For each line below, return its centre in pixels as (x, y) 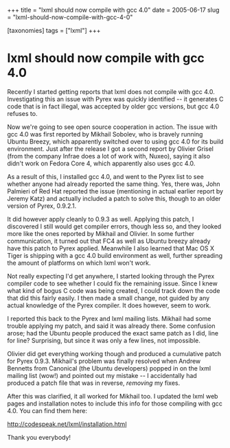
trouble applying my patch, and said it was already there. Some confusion (111, 326)
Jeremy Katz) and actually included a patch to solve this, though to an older (114, 198)
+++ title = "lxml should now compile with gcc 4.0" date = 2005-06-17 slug (113, 10)
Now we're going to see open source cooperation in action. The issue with (112, 127)
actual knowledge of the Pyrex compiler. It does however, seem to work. (109, 305)
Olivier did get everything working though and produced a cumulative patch (114, 353)
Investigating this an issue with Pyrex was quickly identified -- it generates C (115, 99)
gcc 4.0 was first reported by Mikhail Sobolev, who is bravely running (105, 134)
